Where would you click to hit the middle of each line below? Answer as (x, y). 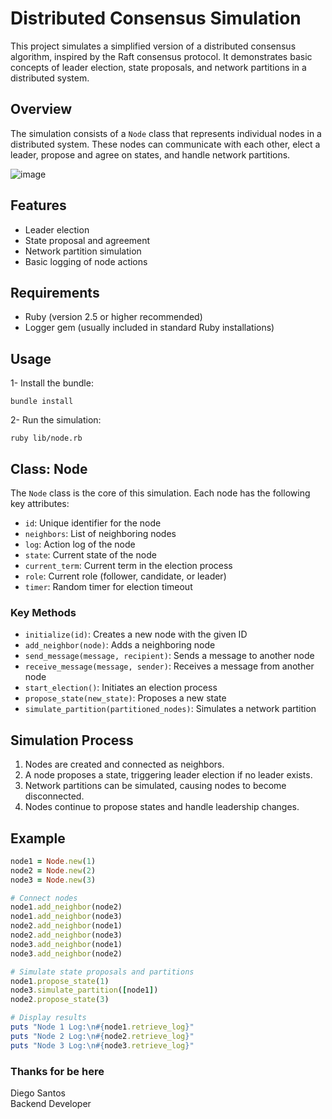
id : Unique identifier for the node (93, 523)
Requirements (55, 292)
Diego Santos (38, 1093)
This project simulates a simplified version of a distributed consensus (153, 46)
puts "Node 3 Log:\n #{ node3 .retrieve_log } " (102, 1045)
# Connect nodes (44, 898)
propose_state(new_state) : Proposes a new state (125, 698)
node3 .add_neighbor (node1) (66, 944)
